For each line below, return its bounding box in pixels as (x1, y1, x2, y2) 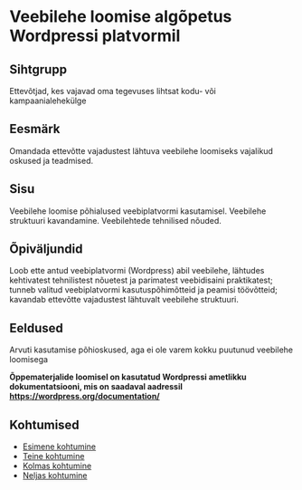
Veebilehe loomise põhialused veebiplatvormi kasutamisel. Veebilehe (9, 206, 267, 216)
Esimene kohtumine (22, 441, 97, 452)
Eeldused (9, 320, 63, 336)
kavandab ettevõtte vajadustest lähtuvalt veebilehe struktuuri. (9, 294, 240, 305)
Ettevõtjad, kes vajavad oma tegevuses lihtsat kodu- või (9, 86, 217, 96)
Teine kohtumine (22, 451, 85, 462)
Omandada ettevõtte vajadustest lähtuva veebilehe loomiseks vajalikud (9, 145, 274, 156)
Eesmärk (9, 121, 61, 137)
